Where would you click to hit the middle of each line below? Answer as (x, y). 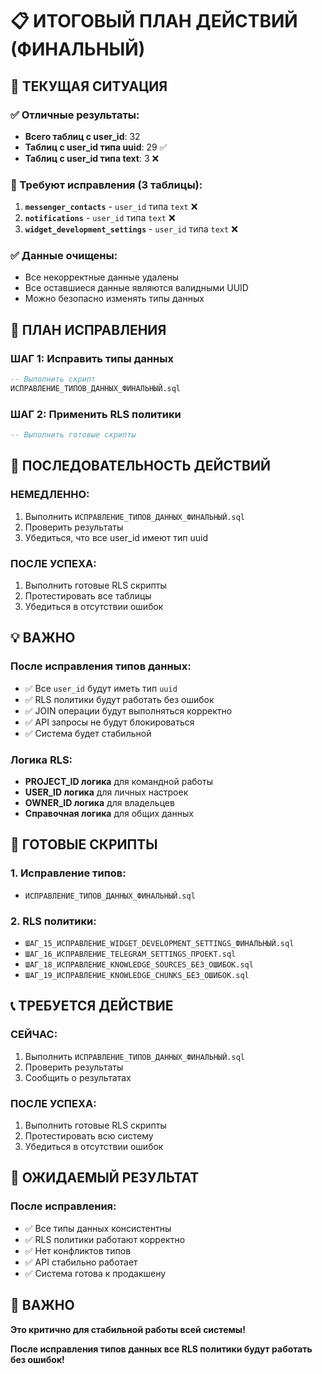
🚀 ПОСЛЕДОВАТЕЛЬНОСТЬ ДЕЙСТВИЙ (140, 466)
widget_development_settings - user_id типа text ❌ (131, 229)
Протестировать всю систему (89, 1136)
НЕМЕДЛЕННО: (50, 495)
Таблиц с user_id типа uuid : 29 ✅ (96, 147)
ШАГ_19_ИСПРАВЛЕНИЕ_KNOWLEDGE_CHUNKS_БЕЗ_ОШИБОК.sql (137, 976)
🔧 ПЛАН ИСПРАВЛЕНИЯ (88, 329)
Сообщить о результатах (78, 1077)
